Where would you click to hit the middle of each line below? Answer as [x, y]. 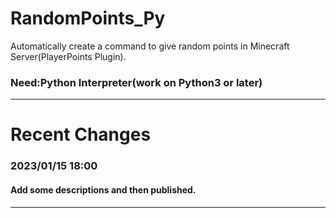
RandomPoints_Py [88, 18]
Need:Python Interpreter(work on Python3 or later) [136, 82]
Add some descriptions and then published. [103, 189]
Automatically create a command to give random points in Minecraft [150, 46]
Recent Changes [81, 134]
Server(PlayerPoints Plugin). [68, 56]
